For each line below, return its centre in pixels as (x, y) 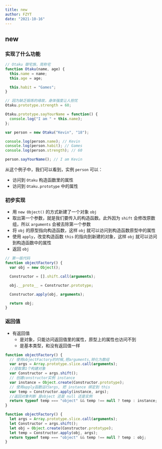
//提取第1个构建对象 (28, 369)
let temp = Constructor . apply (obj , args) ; (54, 433)
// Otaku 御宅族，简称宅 (28, 65)
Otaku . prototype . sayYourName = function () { (51, 114)
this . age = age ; (26, 78)
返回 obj (21, 249)
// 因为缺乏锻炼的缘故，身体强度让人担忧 (41, 101)
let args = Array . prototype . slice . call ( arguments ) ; (64, 419)
